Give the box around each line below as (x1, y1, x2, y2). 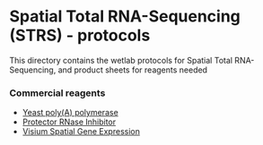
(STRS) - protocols (9, 25, 151, 46)
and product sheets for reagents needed (57, 64, 208, 75)
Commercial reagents (9, 87, 106, 99)
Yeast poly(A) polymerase (22, 107, 118, 118)
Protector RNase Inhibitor (22, 116, 117, 127)
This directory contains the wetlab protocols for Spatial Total (9, 55, 233, 65)
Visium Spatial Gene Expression (22, 126, 141, 137)
